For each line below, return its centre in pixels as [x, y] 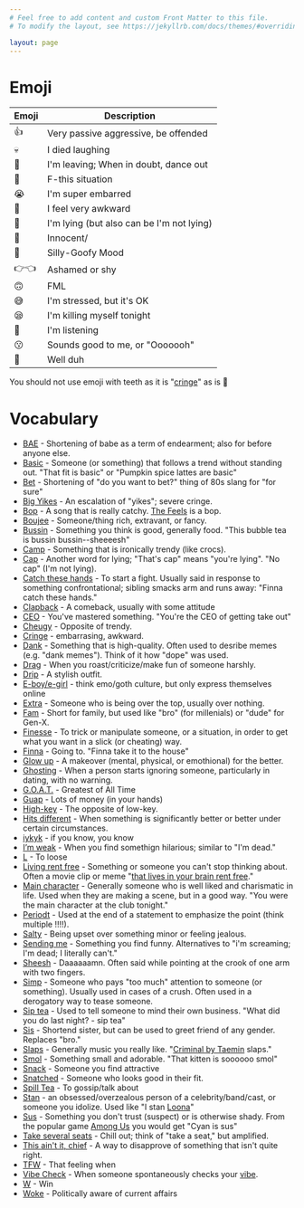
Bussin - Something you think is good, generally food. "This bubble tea [154, 530]
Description [129, 116]
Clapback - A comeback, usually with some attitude [119, 607]
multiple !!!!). [46, 925]
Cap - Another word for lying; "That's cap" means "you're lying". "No [151, 559]
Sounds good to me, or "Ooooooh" [120, 345]
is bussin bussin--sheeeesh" [76, 540]
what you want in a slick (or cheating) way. [102, 742]
